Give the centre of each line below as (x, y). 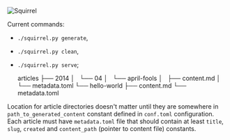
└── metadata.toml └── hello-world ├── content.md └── (102, 86)
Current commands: (36, 24)
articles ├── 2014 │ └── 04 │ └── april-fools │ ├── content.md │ (119, 78)
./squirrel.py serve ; (48, 65)
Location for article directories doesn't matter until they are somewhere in (113, 107)
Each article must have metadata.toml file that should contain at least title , (116, 121)
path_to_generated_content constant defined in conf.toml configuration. (111, 114)
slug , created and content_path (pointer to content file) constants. (102, 129)
